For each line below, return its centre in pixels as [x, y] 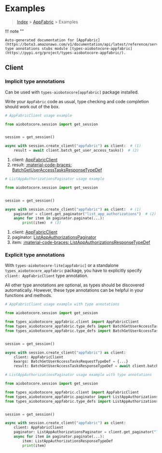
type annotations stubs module [36, 48]
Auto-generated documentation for [40, 40]
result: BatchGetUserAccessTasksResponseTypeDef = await [72, 366]
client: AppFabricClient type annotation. [47, 276]
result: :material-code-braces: [42, 165]
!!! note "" [14, 31]
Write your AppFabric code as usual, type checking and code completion [77, 101]
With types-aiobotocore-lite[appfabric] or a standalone [62, 266]
